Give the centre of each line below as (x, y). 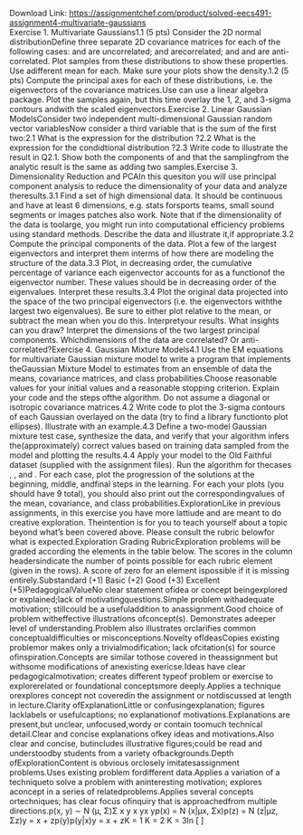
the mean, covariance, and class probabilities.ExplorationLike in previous (145, 503)
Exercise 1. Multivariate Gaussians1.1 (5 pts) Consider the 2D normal (135, 32)
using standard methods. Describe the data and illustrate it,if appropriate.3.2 (151, 234)
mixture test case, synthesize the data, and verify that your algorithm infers (149, 436)
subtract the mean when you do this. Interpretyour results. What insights (144, 321)
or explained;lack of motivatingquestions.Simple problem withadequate (142, 599)
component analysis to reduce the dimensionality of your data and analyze (148, 186)
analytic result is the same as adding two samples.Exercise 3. (123, 167)
